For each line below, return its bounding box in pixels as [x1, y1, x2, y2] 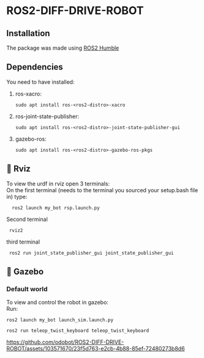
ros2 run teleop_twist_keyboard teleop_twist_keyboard [6, 328, 149, 334]
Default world [6, 285, 48, 293]
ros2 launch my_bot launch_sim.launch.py [6, 317, 114, 323]
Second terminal [6, 215, 48, 223]
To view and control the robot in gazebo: [6, 299, 109, 306]
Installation [6, 28, 50, 39]
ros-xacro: [15, 90, 42, 97]
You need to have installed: [6, 78, 75, 86]
